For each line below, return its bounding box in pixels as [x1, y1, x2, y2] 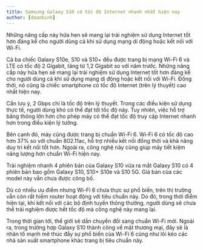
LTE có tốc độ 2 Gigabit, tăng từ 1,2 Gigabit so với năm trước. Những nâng [6, 62, 190, 70]
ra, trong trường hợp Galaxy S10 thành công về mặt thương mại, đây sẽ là [6, 223, 188, 231]
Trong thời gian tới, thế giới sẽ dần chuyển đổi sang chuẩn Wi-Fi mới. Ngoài [6, 217, 195, 225]
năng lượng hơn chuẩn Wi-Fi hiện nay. [6, 150, 101, 157]
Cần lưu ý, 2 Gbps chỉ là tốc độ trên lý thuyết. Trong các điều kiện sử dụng [6, 99, 192, 107]
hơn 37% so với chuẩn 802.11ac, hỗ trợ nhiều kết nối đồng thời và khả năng [6, 137, 193, 144]
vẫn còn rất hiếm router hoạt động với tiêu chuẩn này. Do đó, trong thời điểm [6, 192, 198, 200]
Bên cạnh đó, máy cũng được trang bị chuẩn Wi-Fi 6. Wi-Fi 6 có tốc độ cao [6, 131, 194, 138]
